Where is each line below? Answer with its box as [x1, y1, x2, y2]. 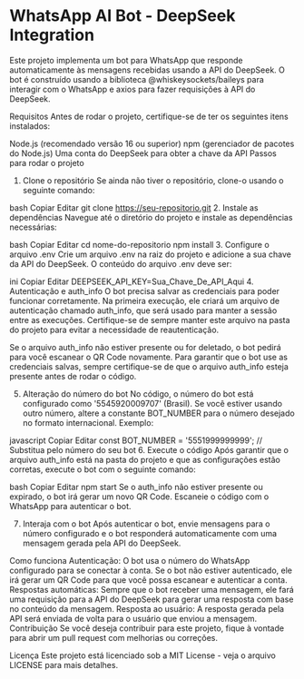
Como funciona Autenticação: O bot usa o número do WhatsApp [9, 555, 250, 566]
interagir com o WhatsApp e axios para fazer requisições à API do [9, 84, 256, 94]
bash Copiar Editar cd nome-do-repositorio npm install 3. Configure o [9, 239, 270, 250]
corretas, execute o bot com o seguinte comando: [9, 464, 197, 475]
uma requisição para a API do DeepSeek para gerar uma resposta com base [9, 594, 294, 605]
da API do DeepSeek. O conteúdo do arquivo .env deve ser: [9, 258, 232, 269]
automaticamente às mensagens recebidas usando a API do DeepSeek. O [9, 64, 286, 75]
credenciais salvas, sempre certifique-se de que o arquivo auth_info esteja [9, 360, 289, 372]
